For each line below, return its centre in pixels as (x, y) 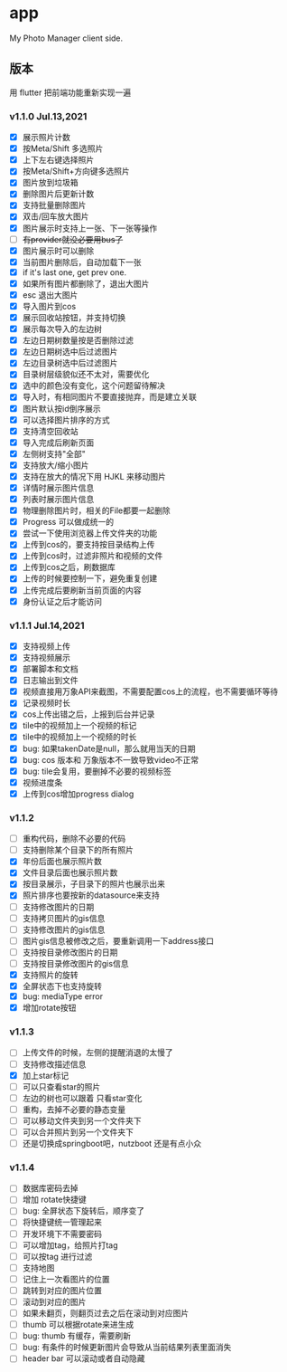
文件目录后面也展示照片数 (70, 872)
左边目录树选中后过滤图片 (70, 363)
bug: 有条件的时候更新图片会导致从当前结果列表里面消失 (127, 1348)
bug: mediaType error (63, 996)
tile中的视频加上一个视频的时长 (79, 737)
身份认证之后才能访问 (62, 601)
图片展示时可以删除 (58, 251)
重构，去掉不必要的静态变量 (74, 1109)
